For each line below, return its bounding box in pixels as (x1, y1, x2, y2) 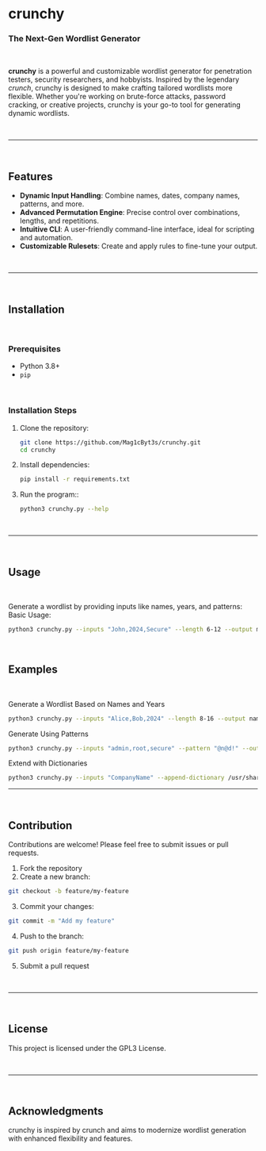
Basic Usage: (8, 610, 51, 620)
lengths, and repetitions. (19, 216, 100, 226)
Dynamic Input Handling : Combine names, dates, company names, (19, 191, 240, 201)
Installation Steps (8, 405, 78, 416)
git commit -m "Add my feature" (8, 917, 115, 925)
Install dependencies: (19, 460, 90, 470)
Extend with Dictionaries (8, 758, 88, 768)
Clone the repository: (19, 423, 89, 432)
